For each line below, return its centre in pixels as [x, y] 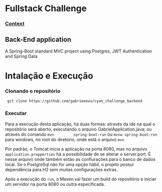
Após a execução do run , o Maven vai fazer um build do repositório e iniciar [81, 179]
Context [15, 24]
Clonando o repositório [33, 91]
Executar [16, 113]
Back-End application [38, 39]
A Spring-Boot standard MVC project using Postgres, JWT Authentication [79, 51]
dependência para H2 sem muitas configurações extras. [61, 169]
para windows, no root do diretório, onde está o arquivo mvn [65, 140]
